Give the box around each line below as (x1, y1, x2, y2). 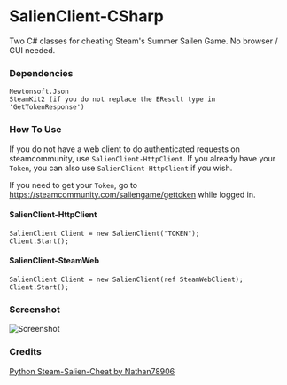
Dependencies (9, 67, 74, 79)
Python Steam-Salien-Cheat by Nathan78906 (9, 365, 175, 376)
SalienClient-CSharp (9, 6, 164, 27)
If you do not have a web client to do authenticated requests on (9, 144, 241, 154)
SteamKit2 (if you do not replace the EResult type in (9, 95, 216, 104)
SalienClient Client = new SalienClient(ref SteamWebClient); (9, 275, 244, 284)
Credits (9, 346, 42, 358)
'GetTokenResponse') (9, 103, 86, 112)
